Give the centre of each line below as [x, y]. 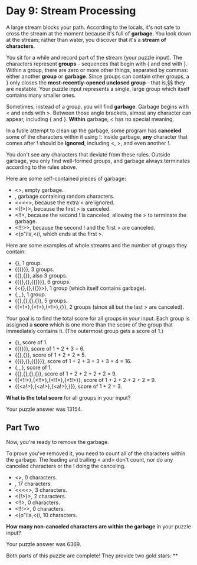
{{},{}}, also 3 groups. [41, 275]
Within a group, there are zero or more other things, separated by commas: [97, 70]
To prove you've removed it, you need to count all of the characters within [96, 453]
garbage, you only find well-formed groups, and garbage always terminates [98, 161]
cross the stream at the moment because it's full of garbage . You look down [99, 33]
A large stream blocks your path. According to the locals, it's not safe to [93, 27]
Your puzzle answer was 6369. [44, 544]
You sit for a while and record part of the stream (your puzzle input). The [94, 57]
